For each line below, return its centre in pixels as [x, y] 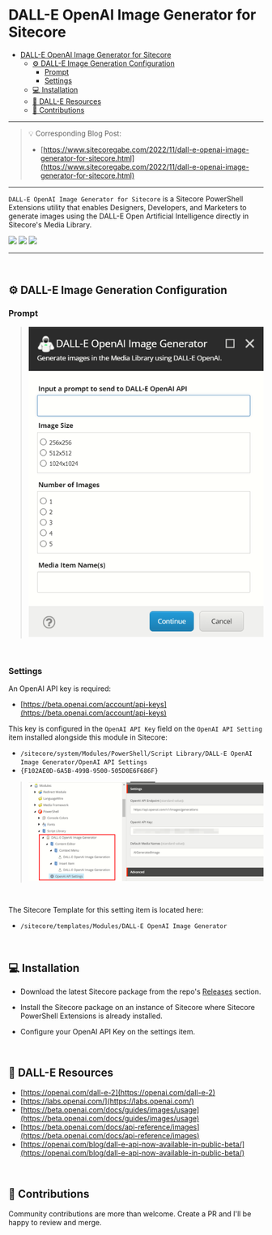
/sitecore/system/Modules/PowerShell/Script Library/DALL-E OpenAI [136, 754]
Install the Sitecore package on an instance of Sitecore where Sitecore [137, 1008]
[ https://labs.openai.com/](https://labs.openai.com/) [107, 1101]
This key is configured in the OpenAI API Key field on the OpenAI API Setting [136, 729]
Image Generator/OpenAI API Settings [84, 762]
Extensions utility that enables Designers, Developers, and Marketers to [127, 207]
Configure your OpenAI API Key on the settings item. [108, 1032]
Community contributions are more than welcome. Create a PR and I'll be [130, 1213]
